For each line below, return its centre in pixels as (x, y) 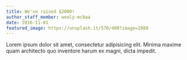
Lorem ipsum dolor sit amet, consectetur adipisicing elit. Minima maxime (94, 45)
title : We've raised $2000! (41, 11)
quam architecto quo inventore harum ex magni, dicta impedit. (81, 51)
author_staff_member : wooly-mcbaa (49, 17)
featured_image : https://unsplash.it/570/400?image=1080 (77, 28)
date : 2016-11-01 (27, 22)
